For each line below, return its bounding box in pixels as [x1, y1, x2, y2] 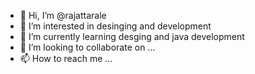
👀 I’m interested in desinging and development [19, 20, 212, 32]
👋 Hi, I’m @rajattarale [19, 10, 107, 21]
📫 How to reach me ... [19, 53, 113, 64]
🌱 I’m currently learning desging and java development [19, 31, 245, 42]
